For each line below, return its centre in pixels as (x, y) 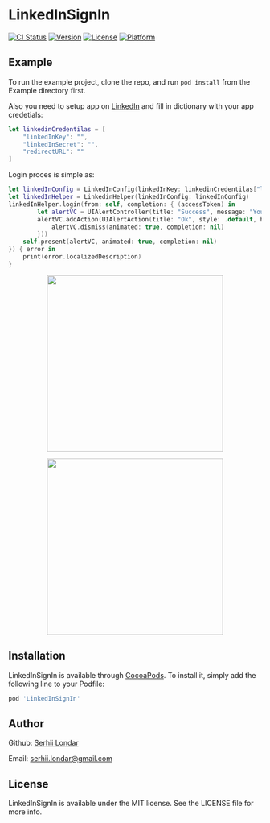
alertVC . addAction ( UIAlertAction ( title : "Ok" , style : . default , (147, 219)
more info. (25, 812)
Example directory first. (47, 90)
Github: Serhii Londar (43, 743)
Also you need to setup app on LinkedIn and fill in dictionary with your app (131, 105)
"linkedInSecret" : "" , (61, 144)
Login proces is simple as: (51, 175)
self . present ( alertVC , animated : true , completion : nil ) (120, 242)
